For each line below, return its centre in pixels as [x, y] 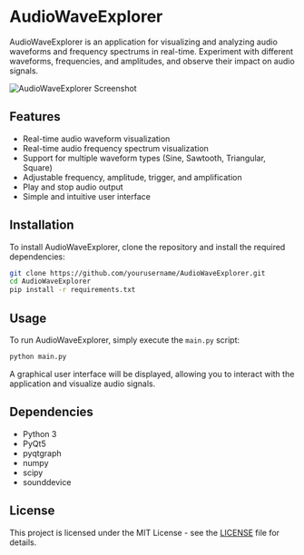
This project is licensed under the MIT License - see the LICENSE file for [144, 532]
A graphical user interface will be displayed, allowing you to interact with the [152, 374]
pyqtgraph [42, 453]
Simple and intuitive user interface [87, 196]
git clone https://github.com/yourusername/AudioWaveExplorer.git [137, 273]
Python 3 [39, 433]
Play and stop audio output [73, 187]
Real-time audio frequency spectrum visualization [115, 148]
